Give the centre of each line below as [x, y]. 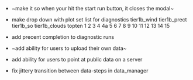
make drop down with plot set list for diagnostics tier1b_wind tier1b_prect [99, 19]
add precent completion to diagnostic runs [63, 37]
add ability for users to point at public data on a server [77, 59]
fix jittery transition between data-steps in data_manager [80, 71]
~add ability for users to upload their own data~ [69, 48]
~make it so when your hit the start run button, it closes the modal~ [93, 8]
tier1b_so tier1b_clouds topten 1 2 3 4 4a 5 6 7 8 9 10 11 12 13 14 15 [91, 26]
